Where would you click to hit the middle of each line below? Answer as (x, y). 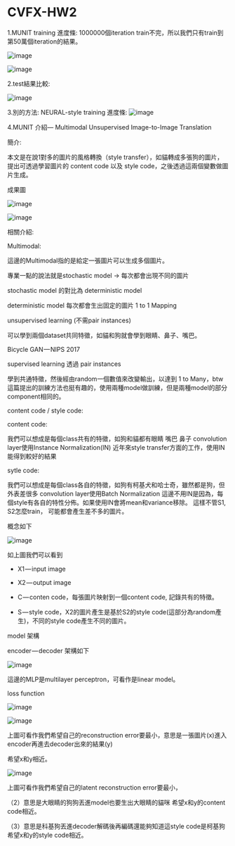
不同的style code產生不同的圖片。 (81, 621)
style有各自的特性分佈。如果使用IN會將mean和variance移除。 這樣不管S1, (120, 502)
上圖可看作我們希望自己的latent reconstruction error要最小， (94, 787)
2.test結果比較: (29, 83)
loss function (26, 693)
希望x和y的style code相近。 (47, 835)
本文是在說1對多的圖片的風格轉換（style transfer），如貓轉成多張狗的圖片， (115, 157)
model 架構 (23, 636)
